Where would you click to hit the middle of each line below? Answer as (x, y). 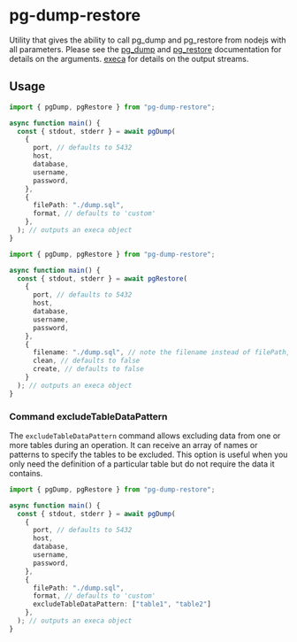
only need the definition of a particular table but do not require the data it (142, 464)
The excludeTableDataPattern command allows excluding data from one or (145, 436)
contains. (26, 473)
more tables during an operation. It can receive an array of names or (133, 445)
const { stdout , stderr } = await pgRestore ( (103, 278)
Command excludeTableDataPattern (88, 416)
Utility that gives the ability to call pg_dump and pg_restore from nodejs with (148, 40)
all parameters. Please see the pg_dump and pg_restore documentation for (145, 49)
